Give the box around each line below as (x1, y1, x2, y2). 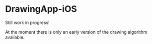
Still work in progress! (5, 20, 50, 25)
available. (5, 34, 25, 40)
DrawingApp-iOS (5, 3, 77, 15)
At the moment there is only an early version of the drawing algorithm (5, 29, 148, 35)
